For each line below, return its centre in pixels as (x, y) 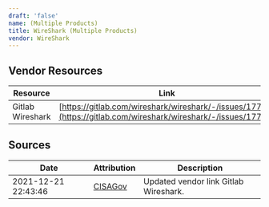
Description (200, 168)
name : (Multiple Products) (53, 23)
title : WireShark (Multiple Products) (73, 30)
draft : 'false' (34, 16)
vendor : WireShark (39, 38)
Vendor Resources (56, 70)
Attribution (114, 168)
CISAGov (110, 186)
